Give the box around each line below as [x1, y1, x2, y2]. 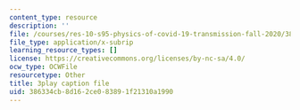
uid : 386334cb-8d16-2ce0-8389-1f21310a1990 [9, 87, 174, 96]
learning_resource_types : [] [9, 46, 118, 55]
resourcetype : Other [9, 71, 87, 80]
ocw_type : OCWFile [9, 63, 78, 72]
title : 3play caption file [9, 79, 110, 88]
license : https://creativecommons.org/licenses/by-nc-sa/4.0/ [9, 54, 246, 63]
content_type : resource [9, 12, 98, 22]
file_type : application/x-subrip [9, 37, 134, 47]
